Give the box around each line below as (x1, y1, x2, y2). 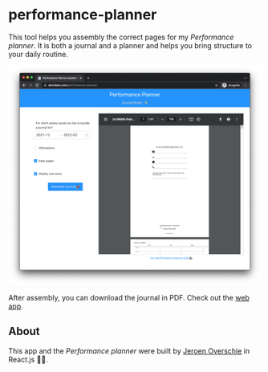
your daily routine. (8, 49, 68, 59)
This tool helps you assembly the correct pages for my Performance (8, 32, 234, 42)
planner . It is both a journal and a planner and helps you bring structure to (8, 40, 253, 50)
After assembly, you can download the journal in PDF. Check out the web (8, 293, 250, 302)
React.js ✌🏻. (8, 354, 48, 364)
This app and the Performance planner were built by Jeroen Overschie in (8, 345, 250, 355)
